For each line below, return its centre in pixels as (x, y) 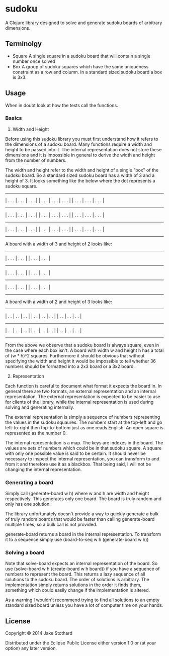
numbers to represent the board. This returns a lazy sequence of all (75, 574)
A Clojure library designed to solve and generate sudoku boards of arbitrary (84, 23)
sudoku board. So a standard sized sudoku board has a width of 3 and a (80, 175)
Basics (14, 118)
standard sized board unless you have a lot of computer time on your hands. (84, 605)
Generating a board (29, 482)
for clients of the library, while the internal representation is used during (79, 402)
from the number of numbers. (36, 160)
